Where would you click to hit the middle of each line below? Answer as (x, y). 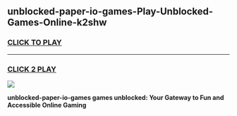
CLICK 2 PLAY (32, 69)
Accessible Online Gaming (47, 105)
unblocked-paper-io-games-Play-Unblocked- (110, 12)
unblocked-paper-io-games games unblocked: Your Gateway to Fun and (116, 97)
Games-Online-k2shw (57, 23)
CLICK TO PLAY (35, 43)
